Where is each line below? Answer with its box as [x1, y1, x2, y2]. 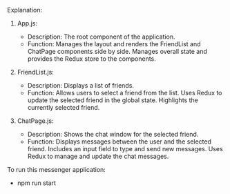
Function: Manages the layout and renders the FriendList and [27, 40, 202, 48]
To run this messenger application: [7, 166, 106, 173]
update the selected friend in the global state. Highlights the [27, 96, 198, 104]
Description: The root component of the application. [27, 32, 175, 41]
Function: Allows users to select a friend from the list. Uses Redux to [27, 89, 222, 97]
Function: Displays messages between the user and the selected [27, 137, 212, 146]
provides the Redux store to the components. [27, 55, 157, 63]
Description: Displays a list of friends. [27, 81, 135, 89]
